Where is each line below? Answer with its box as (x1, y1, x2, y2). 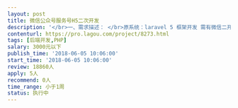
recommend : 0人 (7, 76, 51, 84)
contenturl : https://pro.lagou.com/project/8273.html (7, 30, 170, 38)
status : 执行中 (7, 90, 49, 97)
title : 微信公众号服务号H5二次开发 (7, 17, 100, 24)
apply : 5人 (7, 70, 39, 77)
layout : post (7, 10, 46, 18)
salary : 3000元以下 (7, 43, 62, 50)
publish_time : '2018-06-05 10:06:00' (7, 50, 119, 58)
